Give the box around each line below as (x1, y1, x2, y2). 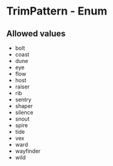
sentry (15, 96, 32, 103)
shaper (15, 102, 33, 110)
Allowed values (6, 28, 66, 39)
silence (15, 109, 33, 116)
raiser (15, 83, 30, 90)
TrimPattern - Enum (6, 4, 108, 18)
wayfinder (15, 147, 41, 154)
